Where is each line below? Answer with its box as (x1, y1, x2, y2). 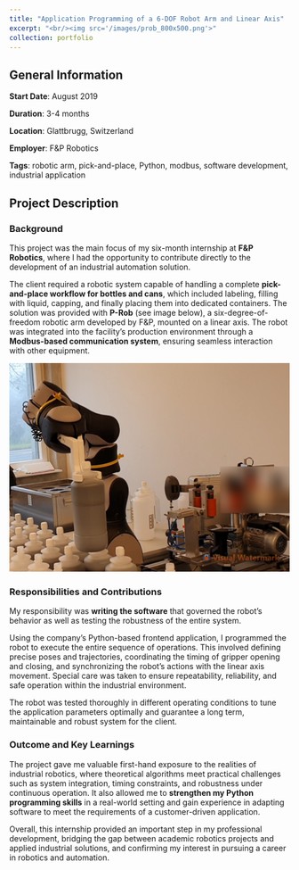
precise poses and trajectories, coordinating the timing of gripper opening (9, 651, 280, 662)
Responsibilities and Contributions (9, 585, 163, 598)
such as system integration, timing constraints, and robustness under (9, 777, 263, 789)
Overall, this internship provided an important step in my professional (9, 824, 263, 834)
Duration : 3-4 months (9, 108, 90, 120)
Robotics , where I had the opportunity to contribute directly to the (9, 252, 251, 262)
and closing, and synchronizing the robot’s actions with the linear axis (9, 661, 265, 672)
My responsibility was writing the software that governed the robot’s (9, 606, 263, 617)
